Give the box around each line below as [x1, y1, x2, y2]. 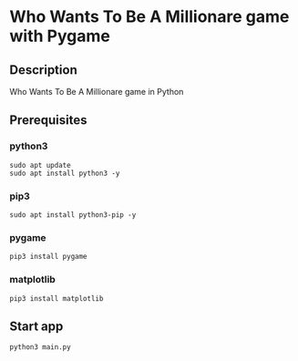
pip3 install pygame [9, 253, 88, 262]
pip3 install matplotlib [9, 294, 104, 303]
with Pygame [9, 26, 111, 46]
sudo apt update [9, 160, 71, 170]
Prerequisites [9, 112, 87, 129]
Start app [9, 318, 64, 334]
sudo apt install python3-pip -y [9, 210, 137, 220]
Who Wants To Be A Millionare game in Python [9, 87, 184, 97]
